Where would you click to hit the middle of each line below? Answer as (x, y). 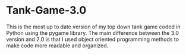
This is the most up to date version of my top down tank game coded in (93, 27)
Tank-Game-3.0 (46, 10)
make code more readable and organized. (57, 46)
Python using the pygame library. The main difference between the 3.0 (93, 33)
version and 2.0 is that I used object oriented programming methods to (93, 39)
